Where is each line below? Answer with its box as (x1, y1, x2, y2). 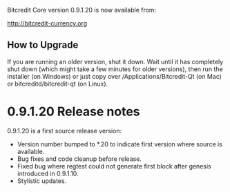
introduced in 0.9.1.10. (17, 169, 79, 177)
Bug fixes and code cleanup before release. (17, 155, 142, 163)
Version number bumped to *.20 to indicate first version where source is (17, 140, 223, 148)
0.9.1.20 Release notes (7, 104, 140, 119)
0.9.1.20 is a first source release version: (7, 126, 122, 135)
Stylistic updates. (17, 176, 67, 185)
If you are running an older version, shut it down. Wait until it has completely (7, 57, 224, 66)
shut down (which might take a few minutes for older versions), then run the (7, 65, 223, 73)
